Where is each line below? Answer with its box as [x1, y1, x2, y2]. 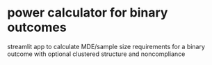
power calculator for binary [7, 5, 168, 21]
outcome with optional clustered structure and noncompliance [7, 50, 186, 58]
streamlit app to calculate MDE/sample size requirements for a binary [7, 42, 205, 50]
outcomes [7, 19, 67, 35]
